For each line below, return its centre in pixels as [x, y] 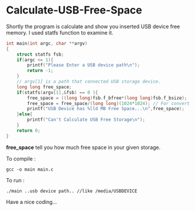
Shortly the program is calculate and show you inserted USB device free [93, 26]
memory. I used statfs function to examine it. [60, 32]
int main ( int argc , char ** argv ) [47, 43]
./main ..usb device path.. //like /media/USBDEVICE [72, 191]
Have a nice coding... [32, 202]
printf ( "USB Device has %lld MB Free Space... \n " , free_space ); [106, 109]
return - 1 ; [40, 71]
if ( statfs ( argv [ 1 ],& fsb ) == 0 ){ [57, 92]
